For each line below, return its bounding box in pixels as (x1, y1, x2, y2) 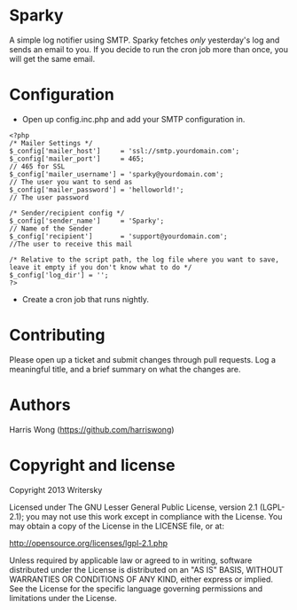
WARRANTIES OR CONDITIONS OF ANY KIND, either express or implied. (9, 574, 273, 584)
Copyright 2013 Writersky (9, 484, 103, 495)
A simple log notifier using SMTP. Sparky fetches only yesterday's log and (9, 35, 280, 45)
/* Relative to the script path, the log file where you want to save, (9, 254, 279, 264)
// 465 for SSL (9, 161, 66, 171)
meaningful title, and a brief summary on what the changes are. (9, 364, 241, 374)
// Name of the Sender (9, 223, 93, 233)
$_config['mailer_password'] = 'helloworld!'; (9, 185, 184, 194)
